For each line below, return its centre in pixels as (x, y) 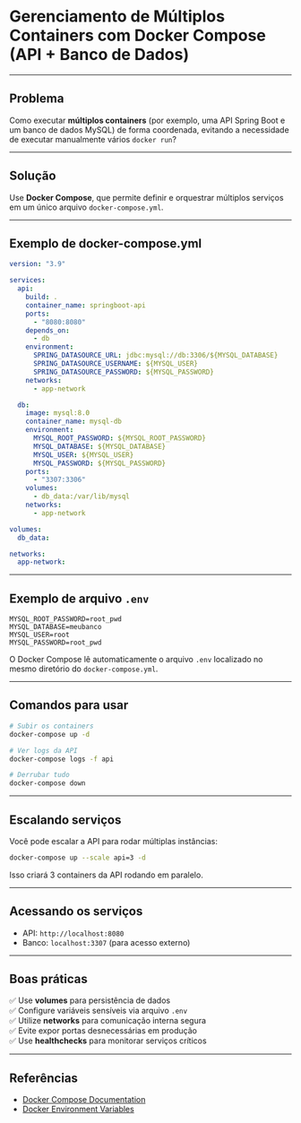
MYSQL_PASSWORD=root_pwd (56, 643)
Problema (37, 99)
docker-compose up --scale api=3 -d (77, 858)
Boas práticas (48, 979)
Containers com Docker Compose (138, 35)
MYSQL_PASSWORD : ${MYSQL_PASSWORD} (99, 463)
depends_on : (47, 330)
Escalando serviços (65, 820)
